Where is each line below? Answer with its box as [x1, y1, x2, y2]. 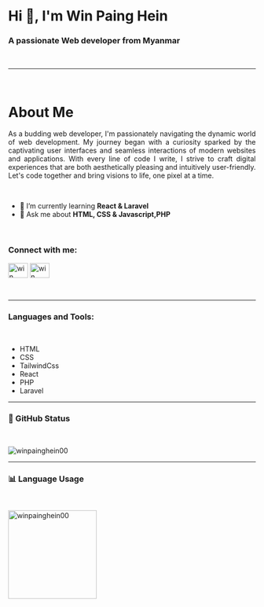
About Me [8, 103, 74, 121]
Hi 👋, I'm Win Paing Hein [8, 7, 168, 25]
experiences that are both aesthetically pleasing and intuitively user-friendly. [8, 163, 256, 172]
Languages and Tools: [8, 311, 94, 322]
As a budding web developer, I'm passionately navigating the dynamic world [8, 129, 256, 138]
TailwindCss [19, 361, 60, 370]
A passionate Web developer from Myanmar [8, 35, 181, 46]
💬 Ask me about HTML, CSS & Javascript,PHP [19, 210, 170, 219]
